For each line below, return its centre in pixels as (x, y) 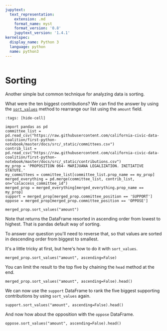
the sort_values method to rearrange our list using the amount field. (74, 109)
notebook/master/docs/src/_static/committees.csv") (60, 144)
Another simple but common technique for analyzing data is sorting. (75, 94)
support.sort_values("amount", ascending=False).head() (64, 305)
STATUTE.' (15, 170)
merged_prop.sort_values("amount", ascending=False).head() (69, 282)
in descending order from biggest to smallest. (52, 239)
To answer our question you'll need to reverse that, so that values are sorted (83, 234)
